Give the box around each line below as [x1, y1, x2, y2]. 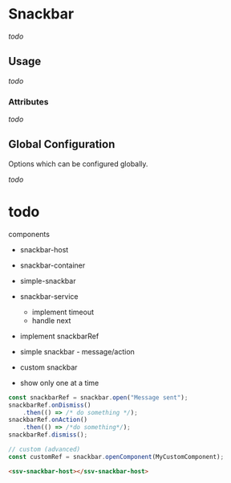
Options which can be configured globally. [8, 158, 148, 169]
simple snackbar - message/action [19, 346, 135, 356]
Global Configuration [8, 137, 115, 151]
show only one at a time [19, 378, 99, 387]
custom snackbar [19, 362, 78, 372]
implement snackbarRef [19, 331, 99, 341]
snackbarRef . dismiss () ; [8, 431, 88, 439]
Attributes [8, 96, 49, 107]
